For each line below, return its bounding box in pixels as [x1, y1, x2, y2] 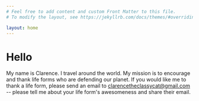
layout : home [6, 25, 38, 31]
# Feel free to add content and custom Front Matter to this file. [6, 8, 176, 15]
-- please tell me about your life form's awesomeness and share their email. [6, 89, 191, 96]
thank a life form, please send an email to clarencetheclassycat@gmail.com [6, 82, 191, 89]
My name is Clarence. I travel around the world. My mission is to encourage [6, 70, 191, 77]
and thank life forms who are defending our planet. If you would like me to [6, 76, 187, 83]
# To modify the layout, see [6, 14, 78, 20]
